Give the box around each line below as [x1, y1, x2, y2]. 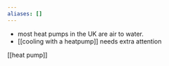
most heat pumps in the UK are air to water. [17, 29, 144, 38]
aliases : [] [7, 10, 42, 18]
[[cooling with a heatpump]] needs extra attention [17, 37, 162, 46]
